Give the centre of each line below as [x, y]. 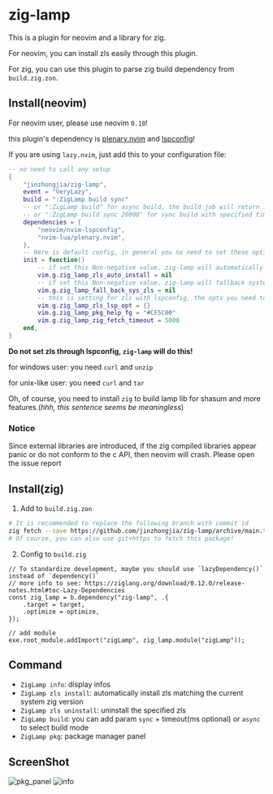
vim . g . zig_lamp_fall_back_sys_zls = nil [107, 290]
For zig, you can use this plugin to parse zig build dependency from [121, 69]
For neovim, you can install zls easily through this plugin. [103, 53]
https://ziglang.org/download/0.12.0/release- [165, 583]
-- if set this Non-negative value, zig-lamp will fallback [141, 282]
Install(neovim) [48, 103]
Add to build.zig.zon [56, 508]
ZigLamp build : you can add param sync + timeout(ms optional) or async [140, 719]
